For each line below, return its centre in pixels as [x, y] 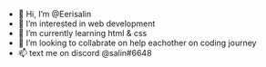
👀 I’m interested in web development [87, 24]
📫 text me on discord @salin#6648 [85, 53]
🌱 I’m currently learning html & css [82, 33]
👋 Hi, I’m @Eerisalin [55, 14]
